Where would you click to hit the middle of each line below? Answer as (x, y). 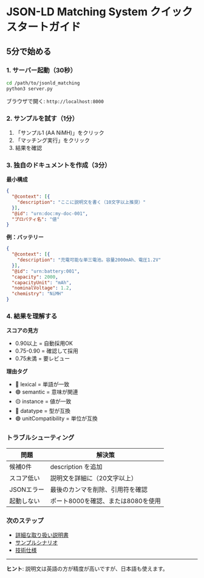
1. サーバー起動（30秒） (42, 70)
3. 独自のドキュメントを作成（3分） (59, 165)
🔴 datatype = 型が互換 (43, 411)
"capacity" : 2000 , (35, 277)
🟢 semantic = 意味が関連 (46, 392)
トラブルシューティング (40, 438)
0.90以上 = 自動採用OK (44, 344)
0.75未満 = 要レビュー (42, 359)
